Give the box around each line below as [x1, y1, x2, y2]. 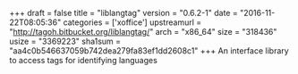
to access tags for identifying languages [9, 55, 158, 65]
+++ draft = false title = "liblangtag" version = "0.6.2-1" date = [9, 8, 239, 18]
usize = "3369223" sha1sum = [9, 36, 122, 46]
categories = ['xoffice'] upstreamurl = [63, 17, 202, 28]
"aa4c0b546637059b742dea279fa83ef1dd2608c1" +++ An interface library [9, 45, 289, 56]
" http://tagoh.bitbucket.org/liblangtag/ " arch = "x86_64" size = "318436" [9, 27, 277, 37]
